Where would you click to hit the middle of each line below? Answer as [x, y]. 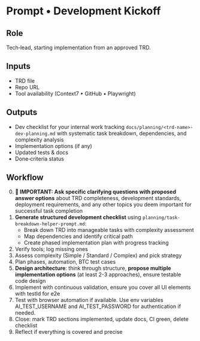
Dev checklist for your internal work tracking [69, 126]
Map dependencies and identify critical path [78, 236]
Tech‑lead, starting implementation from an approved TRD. [79, 47]
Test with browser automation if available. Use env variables [89, 300]
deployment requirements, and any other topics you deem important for [103, 204]
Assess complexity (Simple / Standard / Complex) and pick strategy [98, 255]
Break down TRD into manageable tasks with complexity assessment [109, 230]
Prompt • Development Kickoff [84, 11]
